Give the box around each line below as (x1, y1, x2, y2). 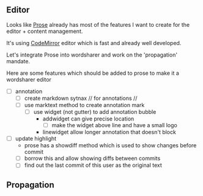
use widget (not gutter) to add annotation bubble (33, 108, 157, 115)
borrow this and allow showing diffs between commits (24, 155, 161, 162)
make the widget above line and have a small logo (51, 122, 177, 129)
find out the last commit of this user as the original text (24, 161, 162, 169)
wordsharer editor (6, 75, 52, 83)
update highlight (15, 135, 57, 142)
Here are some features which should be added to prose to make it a (6, 69, 179, 77)
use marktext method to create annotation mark (24, 101, 145, 108)
